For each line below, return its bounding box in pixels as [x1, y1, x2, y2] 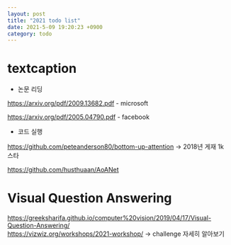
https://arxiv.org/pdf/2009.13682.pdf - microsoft [7, 99, 149, 108]
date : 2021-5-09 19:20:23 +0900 [7, 23, 103, 30]
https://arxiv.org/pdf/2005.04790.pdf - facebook [7, 113, 150, 121]
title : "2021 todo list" [7, 17, 81, 24]
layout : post [7, 10, 46, 18]
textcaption [7, 61, 77, 76]
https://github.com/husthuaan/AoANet [7, 166, 119, 174]
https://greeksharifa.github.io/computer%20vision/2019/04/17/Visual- [7, 214, 211, 222]
